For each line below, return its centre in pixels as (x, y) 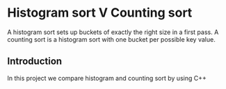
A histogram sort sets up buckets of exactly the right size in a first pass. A (113, 32)
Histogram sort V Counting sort (100, 13)
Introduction (35, 62)
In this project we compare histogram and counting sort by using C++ (107, 78)
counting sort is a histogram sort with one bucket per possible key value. (111, 39)
